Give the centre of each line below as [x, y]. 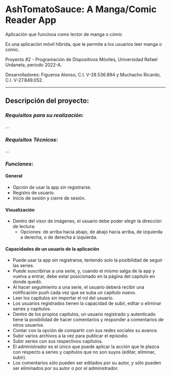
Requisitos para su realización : [45, 115]
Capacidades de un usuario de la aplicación [52, 249]
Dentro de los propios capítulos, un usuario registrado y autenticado [84, 314]
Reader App [31, 20]
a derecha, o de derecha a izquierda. [59, 237]
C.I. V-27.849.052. [24, 80]
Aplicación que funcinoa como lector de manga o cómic [64, 34]
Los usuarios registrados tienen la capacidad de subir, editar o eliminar [87, 303]
